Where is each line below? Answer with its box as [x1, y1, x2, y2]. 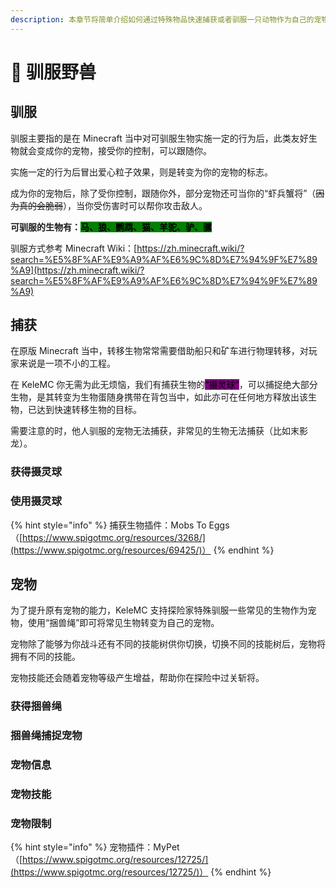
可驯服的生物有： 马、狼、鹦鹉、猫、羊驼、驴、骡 [10, 221, 212, 233]
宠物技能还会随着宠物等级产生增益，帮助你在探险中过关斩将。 [10, 672, 265, 684]
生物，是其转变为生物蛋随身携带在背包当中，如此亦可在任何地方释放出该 [10, 391, 308, 403]
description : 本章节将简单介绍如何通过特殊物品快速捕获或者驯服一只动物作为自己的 [10, 14, 315, 25]
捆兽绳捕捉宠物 [10, 729, 83, 743]
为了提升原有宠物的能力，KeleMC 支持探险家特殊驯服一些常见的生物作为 [10, 604, 308, 616]
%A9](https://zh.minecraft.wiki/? [10, 264, 145, 276]
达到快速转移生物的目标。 [36, 404, 142, 416]
